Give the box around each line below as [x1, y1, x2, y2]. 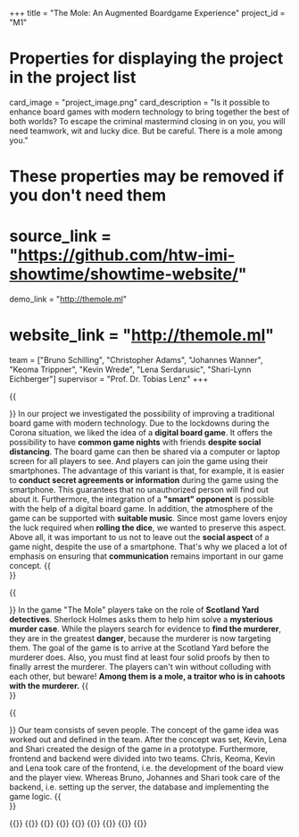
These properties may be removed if [9, 166, 284, 187]
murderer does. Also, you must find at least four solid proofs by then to [9, 652, 270, 663]
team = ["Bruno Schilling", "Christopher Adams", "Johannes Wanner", [9, 355, 263, 365]
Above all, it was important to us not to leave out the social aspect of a [9, 532, 270, 542]
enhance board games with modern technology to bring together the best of [9, 106, 290, 117]
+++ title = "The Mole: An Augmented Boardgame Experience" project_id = [9, 8, 286, 18]
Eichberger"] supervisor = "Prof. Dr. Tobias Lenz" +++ [9, 374, 209, 384]
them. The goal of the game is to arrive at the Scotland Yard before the [9, 643, 270, 653]
